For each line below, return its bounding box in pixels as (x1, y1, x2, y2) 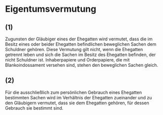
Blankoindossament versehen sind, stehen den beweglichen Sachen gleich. (5, 62, 159, 68)
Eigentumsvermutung (5, 3, 97, 15)
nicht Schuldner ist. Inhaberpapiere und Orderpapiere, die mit (5, 57, 130, 62)
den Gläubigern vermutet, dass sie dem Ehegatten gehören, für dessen (5, 100, 149, 106)
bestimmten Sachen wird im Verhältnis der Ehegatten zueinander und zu (5, 94, 152, 100)
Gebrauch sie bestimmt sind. (5, 105, 64, 111)
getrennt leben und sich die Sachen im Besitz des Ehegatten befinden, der (5, 52, 156, 57)
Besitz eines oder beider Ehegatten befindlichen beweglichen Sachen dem (5, 41, 157, 47)
